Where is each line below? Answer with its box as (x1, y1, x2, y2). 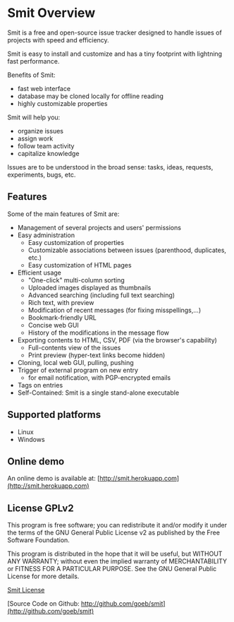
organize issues (17, 126, 63, 135)
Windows (17, 435, 45, 443)
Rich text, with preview (27, 298, 94, 306)
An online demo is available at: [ (7, 474, 100, 483)
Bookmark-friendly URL (27, 313, 97, 322)
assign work (17, 134, 54, 143)
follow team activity (17, 141, 75, 150)
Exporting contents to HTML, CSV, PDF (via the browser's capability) (17, 335, 217, 344)
